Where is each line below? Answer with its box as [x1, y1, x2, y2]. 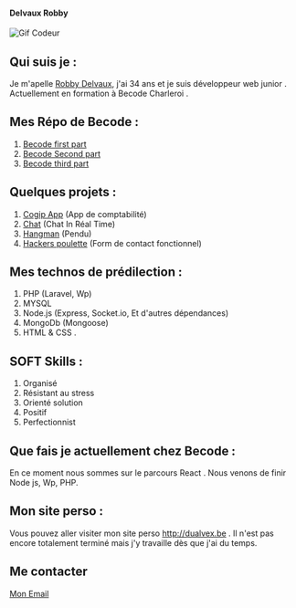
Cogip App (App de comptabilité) [22, 208, 148, 219]
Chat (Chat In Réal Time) [22, 218, 116, 229]
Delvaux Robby [9, 7, 69, 18]
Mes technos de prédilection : [9, 265, 183, 280]
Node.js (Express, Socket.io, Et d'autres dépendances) [22, 308, 229, 319]
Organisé [22, 378, 58, 389]
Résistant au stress [22, 388, 95, 399]
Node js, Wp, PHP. [9, 477, 79, 488]
